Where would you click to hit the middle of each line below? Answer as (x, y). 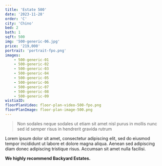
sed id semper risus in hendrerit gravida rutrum (64, 129)
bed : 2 (12, 28)
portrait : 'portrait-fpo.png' (36, 50)
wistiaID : (15, 101)
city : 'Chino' (20, 23)
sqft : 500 (15, 37)
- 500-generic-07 (31, 87)
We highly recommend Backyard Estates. (48, 158)
